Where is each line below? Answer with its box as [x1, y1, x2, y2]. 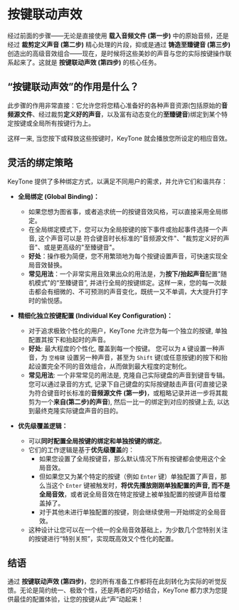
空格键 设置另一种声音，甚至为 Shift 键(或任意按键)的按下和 [48, 353, 222, 361]
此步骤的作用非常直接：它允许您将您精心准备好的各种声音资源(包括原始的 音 [7, 101, 228, 109]
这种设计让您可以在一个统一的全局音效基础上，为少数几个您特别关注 [28, 525, 228, 534]
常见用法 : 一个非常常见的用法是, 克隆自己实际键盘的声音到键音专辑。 [28, 370, 229, 379]
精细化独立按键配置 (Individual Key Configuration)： [17, 311, 173, 320]
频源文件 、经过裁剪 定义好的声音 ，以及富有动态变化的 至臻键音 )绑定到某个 [7, 109, 222, 118]
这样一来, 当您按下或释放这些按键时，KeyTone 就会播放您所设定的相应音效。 [7, 134, 231, 142]
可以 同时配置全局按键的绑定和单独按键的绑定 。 [28, 437, 166, 445]
